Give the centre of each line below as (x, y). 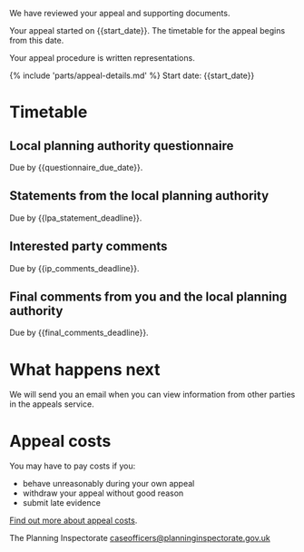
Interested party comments (88, 246)
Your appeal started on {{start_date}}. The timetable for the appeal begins (147, 30)
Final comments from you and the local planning (148, 297)
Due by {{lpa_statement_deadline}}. (76, 218)
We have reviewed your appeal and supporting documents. (120, 13)
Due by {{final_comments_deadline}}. (79, 333)
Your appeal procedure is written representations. (102, 58)
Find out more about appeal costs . (74, 520)
